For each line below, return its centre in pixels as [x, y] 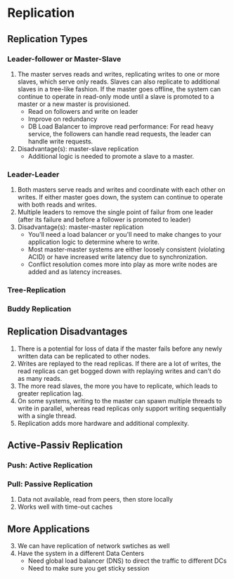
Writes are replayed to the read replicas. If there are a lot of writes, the [119, 363]
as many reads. [40, 378]
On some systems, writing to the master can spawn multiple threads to [120, 401]
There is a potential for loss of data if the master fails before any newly [120, 349]
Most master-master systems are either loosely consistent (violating [126, 249]
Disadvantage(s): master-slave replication [78, 148]
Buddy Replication [39, 309]
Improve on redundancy [63, 119]
